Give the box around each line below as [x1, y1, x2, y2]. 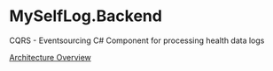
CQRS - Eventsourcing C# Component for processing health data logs [9, 35, 265, 46]
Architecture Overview [9, 52, 91, 62]
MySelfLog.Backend [9, 6, 162, 26]
